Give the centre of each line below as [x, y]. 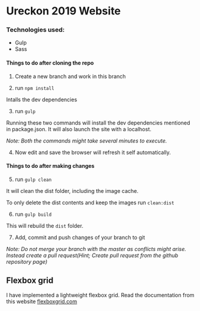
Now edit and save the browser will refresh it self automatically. [93, 152]
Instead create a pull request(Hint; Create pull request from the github [92, 255]
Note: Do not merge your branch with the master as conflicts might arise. [96, 249]
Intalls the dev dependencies [42, 99]
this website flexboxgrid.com [42, 301]
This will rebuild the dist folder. [45, 225]
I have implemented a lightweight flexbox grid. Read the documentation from [100, 295]
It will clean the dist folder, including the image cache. [73, 191]
